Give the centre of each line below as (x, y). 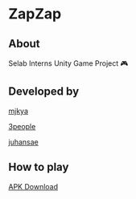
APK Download (33, 186)
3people (22, 126)
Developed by (44, 92)
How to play (39, 167)
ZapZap (35, 14)
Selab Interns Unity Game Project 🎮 (68, 63)
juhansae (23, 142)
